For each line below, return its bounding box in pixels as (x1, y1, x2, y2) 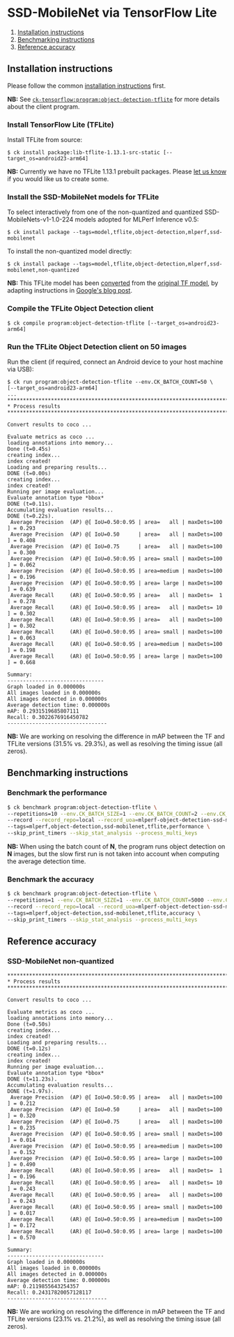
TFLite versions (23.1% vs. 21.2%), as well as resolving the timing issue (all (7, 1315, 221, 1323)
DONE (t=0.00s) (7, 470, 52, 477)
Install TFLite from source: (7, 136, 82, 144)
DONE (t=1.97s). (7, 1088, 54, 1095)
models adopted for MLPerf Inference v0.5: (75, 215, 199, 224)
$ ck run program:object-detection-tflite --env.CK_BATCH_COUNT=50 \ (7, 378, 214, 385)
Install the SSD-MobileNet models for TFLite (7, 192, 159, 201)
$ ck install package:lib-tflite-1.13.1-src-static (7, 149, 160, 156)
